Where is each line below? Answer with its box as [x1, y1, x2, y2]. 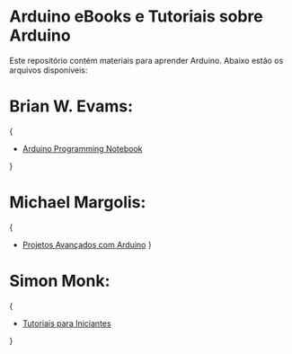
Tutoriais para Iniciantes [22, 317, 111, 329]
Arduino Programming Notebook [22, 143, 143, 154]
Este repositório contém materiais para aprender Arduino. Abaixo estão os [9, 55, 284, 66]
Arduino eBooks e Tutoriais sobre [9, 6, 263, 27]
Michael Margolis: [9, 192, 146, 213]
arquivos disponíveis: [9, 65, 88, 75]
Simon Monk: [9, 271, 111, 291]
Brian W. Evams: [9, 96, 133, 117]
